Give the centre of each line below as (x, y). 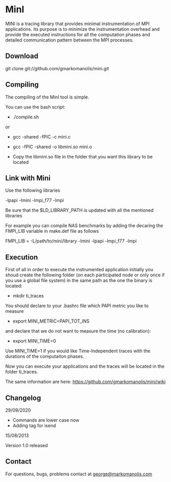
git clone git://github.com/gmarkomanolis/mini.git (57, 68)
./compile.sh (26, 117)
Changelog (23, 398)
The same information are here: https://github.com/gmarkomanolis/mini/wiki (86, 382)
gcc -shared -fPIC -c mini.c (42, 136)
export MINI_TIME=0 (34, 341)
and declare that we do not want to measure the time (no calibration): (78, 331)
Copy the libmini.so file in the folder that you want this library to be (83, 156)
